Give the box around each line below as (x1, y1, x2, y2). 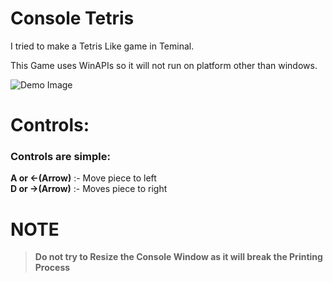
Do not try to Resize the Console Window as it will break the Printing (34, 251, 323, 263)
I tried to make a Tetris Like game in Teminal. (10, 40, 195, 52)
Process (34, 262, 71, 274)
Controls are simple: (10, 150, 111, 164)
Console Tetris (10, 7, 135, 30)
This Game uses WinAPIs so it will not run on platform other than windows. (10, 59, 318, 71)
